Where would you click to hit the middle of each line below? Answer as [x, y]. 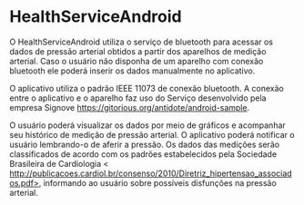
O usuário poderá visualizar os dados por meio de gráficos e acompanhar [148, 125]
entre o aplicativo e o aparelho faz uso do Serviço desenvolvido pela [138, 98]
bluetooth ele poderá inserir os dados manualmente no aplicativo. [132, 71]
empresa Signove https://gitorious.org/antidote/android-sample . [130, 107]
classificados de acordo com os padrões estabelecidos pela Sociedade [143, 154]
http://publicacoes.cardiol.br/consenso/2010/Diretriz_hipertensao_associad [151, 173]
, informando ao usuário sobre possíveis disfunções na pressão [158, 182]
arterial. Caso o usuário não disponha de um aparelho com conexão [137, 61]
